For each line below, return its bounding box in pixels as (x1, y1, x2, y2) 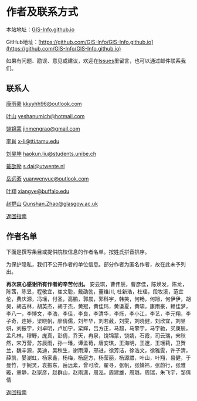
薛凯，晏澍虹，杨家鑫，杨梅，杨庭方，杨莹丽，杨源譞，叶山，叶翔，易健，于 (6, 354, 191, 361)
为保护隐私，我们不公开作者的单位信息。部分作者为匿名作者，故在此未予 (6, 260, 181, 268)
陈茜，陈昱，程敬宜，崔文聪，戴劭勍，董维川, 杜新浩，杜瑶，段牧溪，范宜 (6, 288, 184, 295)
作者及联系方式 (6, 5, 79, 19)
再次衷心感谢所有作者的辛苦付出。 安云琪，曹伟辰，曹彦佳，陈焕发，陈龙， (6, 280, 188, 288)
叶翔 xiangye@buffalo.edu (6, 188, 70, 195)
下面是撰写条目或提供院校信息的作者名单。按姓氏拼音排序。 (6, 248, 150, 255)
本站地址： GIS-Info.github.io (6, 26, 75, 33)
